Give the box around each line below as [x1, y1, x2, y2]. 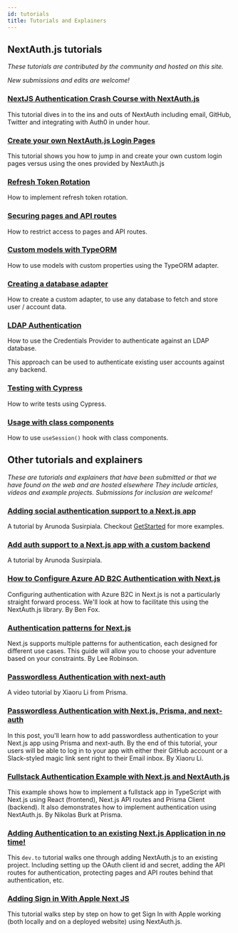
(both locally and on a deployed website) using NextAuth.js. [7, 917, 183, 926]
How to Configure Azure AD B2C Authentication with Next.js [7, 574, 221, 584]
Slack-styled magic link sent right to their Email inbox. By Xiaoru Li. [7, 754, 204, 762]
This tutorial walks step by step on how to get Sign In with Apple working [7, 909, 222, 919]
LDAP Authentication [7, 320, 82, 330]
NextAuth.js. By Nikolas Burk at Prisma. [7, 810, 123, 819]
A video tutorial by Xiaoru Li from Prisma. [7, 688, 128, 697]
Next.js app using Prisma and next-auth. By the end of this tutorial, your [7, 739, 218, 747]
